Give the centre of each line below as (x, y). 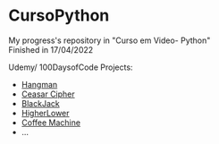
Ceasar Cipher (48, 94)
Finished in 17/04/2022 (51, 49)
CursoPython (59, 16)
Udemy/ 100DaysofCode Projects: (71, 67)
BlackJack (40, 103)
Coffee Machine (51, 123)
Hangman (39, 84)
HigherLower (45, 113)
